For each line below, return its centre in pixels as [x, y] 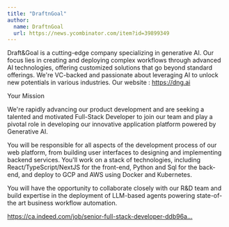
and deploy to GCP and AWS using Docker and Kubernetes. [107, 175]
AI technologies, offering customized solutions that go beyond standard [110, 68]
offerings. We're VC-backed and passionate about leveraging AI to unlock [113, 75]
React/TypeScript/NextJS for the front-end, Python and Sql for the [102, 167]
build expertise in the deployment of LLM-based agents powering [101, 196]
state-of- [210, 196]
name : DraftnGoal [39, 26]
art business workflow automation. [68, 203]
